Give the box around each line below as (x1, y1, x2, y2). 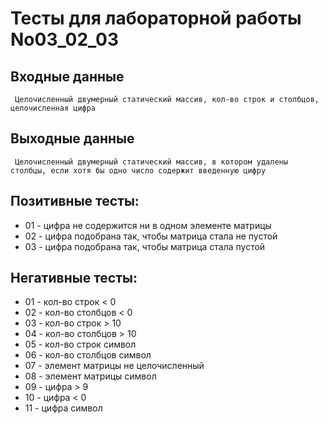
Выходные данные (10, 130, 135, 147)
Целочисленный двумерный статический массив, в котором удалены (14, 157, 288, 167)
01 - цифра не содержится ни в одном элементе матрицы (24, 219, 272, 231)
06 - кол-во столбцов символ (24, 349, 152, 361)
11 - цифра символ (24, 402, 103, 414)
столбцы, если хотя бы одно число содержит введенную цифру (10, 165, 267, 176)
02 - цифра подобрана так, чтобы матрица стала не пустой (24, 230, 278, 242)
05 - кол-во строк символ (24, 338, 137, 351)
